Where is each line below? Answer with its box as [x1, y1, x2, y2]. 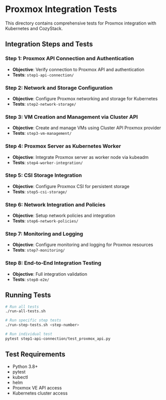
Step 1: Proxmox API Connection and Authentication [5, 55, 134, 62]
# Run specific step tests [5, 318, 61, 323]
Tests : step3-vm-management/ [12, 130, 72, 136]
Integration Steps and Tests [5, 40, 93, 49]
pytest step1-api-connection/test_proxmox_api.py [5, 336, 111, 341]
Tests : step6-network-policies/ [12, 218, 78, 224]
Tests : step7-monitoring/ [12, 247, 65, 253]
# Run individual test [5, 332, 52, 337]
